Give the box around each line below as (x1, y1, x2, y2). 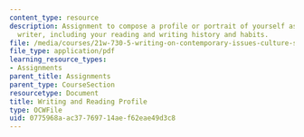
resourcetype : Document (9, 88, 100, 97)
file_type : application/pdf (9, 47, 116, 56)
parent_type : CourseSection (9, 80, 116, 89)
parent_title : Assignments (9, 72, 111, 81)
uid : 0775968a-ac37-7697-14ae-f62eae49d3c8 (9, 114, 176, 123)
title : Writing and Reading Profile (9, 96, 147, 106)
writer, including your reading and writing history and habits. (17, 30, 270, 39)
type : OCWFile (9, 105, 63, 114)
